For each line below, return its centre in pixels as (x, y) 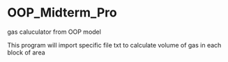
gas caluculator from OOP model (54, 32)
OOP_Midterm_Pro (62, 13)
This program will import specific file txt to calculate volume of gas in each (114, 45)
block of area (26, 52)
